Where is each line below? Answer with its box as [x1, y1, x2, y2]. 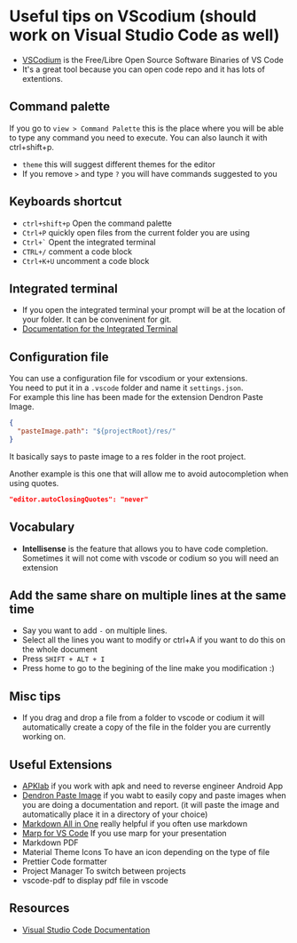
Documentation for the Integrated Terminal [21, 324, 178, 334]
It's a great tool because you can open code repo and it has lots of [21, 64, 266, 75]
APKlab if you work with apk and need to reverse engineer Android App [21, 780, 284, 791]
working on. [21, 731, 66, 742]
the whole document [21, 644, 98, 655]
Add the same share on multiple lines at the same [9, 587, 286, 603]
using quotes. [9, 477, 59, 488]
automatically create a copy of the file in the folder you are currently [21, 722, 271, 732]
